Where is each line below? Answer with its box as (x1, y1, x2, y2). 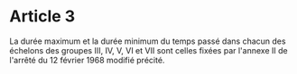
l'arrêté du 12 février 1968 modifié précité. (9, 54, 165, 65)
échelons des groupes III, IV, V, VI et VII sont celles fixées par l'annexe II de (9, 45, 288, 55)
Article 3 (9, 6, 76, 27)
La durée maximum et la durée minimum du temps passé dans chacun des (9, 36, 286, 46)
